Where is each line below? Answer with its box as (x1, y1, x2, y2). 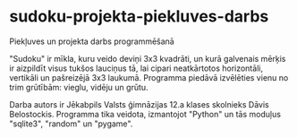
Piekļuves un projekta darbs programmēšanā (9, 36, 174, 47)
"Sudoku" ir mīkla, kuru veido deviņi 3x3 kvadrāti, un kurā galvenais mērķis (9, 53, 286, 64)
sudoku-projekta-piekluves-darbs (9, 6, 269, 27)
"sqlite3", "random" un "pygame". (9, 118, 133, 129)
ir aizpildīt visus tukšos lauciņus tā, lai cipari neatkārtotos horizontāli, (9, 63, 264, 73)
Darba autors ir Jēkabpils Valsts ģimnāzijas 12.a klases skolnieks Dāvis (9, 99, 270, 109)
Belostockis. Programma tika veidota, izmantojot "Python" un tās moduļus (9, 108, 282, 119)
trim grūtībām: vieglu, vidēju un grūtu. (9, 82, 149, 92)
